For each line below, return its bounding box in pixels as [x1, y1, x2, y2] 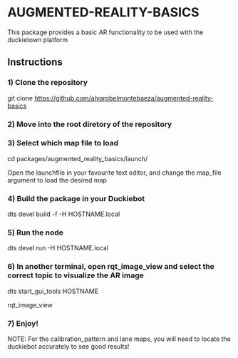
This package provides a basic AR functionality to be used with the [7, 28, 204, 36]
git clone [7, 93, 33, 102]
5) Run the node [7, 227, 64, 237]
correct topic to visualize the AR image [7, 270, 145, 280]
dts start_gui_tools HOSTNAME [7, 287, 98, 295]
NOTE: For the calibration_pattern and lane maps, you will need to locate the [7, 334, 232, 343]
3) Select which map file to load [7, 138, 119, 148]
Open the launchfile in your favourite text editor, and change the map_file [7, 168, 222, 177]
